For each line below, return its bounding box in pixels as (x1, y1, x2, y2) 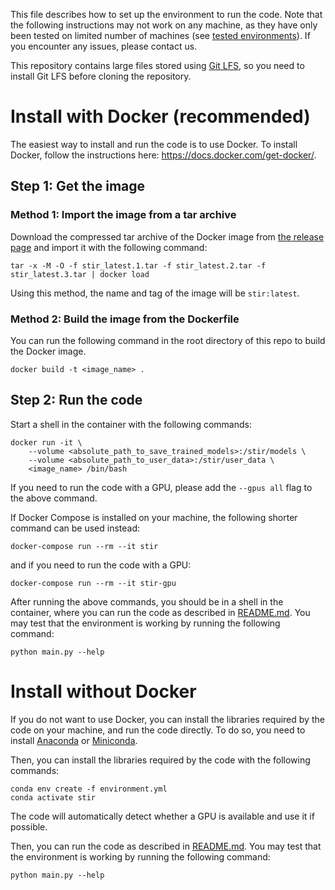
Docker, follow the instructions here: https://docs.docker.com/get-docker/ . (10, 149, 317, 161)
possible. (10, 820, 48, 833)
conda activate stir (10, 792, 97, 803)
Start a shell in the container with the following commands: (10, 418, 252, 430)
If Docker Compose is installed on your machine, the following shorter (10, 511, 298, 523)
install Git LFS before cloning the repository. (10, 70, 192, 82)
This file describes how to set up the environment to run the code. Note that (10, 9, 323, 20)
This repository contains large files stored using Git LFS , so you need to (10, 60, 305, 71)
